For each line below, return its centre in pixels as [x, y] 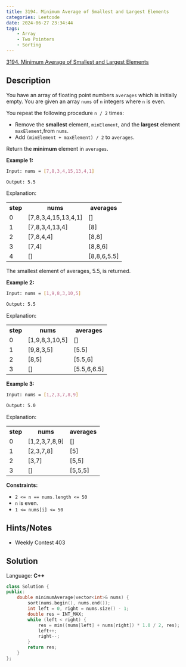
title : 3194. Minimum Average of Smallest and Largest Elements [88, 12]
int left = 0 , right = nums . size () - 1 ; [78, 609]
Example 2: [20, 283]
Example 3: [20, 384]
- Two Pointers [36, 39]
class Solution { [28, 587]
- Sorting [29, 45]
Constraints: [22, 485]
